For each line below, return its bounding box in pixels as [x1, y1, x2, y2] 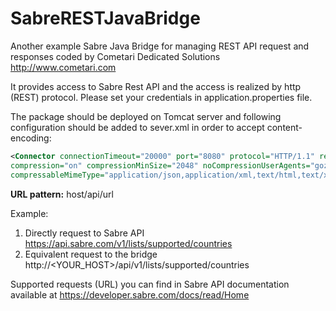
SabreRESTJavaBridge [10, 7, 201, 30]
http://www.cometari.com [10, 61, 117, 73]
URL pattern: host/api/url [10, 188, 114, 200]
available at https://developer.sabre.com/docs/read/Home [10, 288, 250, 301]
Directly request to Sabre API [24, 227, 145, 239]
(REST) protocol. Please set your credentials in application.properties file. [10, 91, 313, 103]
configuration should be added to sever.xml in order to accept [10, 121, 265, 133]
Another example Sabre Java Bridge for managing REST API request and [10, 40, 310, 52]
